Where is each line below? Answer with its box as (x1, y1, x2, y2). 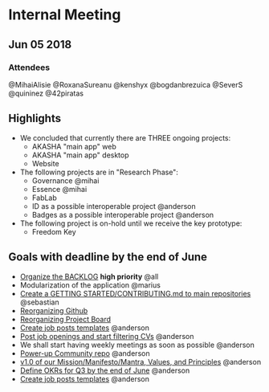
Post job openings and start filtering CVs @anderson (19, 331, 194, 341)
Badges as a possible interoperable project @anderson (31, 210, 214, 219)
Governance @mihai (31, 175, 100, 186)
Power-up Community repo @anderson (19, 348, 150, 358)
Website (31, 158, 59, 168)
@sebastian (19, 297, 59, 307)
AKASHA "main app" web (31, 141, 116, 151)
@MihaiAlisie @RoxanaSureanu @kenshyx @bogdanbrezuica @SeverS (8, 80, 243, 89)
